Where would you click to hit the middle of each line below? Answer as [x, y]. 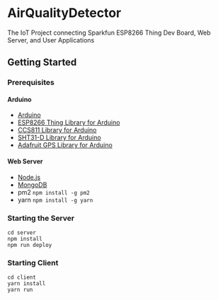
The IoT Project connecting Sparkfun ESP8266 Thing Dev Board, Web [109, 33]
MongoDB [32, 185]
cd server [22, 232]
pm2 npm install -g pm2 [53, 192]
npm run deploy [30, 245]
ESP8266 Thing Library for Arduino [69, 122]
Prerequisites [31, 83]
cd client [22, 277]
